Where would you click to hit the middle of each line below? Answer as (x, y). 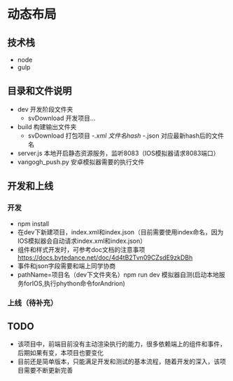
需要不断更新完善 (48, 370)
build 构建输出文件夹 (47, 126)
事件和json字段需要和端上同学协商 (66, 266)
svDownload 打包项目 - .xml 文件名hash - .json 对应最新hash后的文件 (126, 135)
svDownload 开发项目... (62, 118)
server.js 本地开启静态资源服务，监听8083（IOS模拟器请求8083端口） (118, 153)
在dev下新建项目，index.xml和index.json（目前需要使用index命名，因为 (120, 232)
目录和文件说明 (40, 91)
